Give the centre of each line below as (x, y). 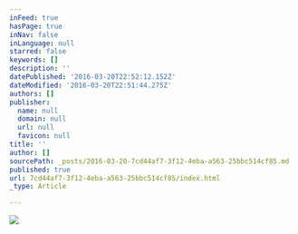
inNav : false (34, 34)
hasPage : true (36, 26)
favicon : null (44, 136)
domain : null (42, 119)
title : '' (28, 144)
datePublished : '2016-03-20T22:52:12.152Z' (93, 77)
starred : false (38, 52)
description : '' (40, 69)
